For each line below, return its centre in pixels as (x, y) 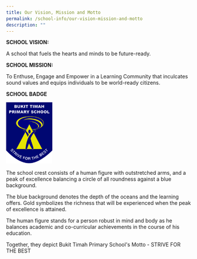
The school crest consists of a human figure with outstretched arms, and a (96, 173)
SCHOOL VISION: (28, 42)
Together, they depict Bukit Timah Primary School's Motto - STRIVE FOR (93, 245)
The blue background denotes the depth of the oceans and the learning (92, 197)
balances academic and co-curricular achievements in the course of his (93, 227)
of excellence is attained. (36, 209)
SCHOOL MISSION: (30, 65)
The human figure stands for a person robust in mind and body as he (89, 220)
